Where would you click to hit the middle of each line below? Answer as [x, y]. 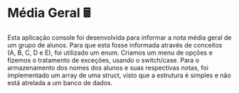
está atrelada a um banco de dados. [60, 82]
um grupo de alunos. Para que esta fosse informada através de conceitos [115, 45]
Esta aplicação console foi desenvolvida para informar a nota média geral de [119, 37]
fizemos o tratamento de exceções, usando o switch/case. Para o [103, 60]
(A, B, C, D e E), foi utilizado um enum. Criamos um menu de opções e [110, 53]
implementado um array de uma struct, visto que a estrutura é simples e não [119, 75]
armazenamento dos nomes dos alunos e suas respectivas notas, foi [108, 67]
